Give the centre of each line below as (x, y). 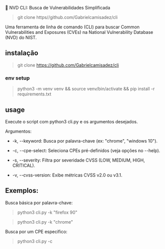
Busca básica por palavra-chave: (39, 203)
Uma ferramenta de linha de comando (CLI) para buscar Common (73, 27)
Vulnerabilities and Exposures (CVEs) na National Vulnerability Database (79, 32)
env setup (17, 78)
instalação (22, 53)
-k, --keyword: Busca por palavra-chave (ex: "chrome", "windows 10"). (85, 141)
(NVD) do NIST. (21, 38)
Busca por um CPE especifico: (36, 232)
